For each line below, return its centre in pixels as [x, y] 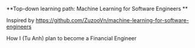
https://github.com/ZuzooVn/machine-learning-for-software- [112, 20]
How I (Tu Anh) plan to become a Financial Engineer [72, 38]
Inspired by [20, 20]
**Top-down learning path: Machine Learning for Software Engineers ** [97, 9]
